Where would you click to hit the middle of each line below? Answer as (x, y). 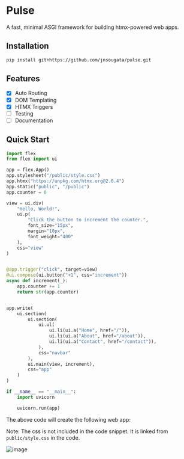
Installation (28, 46)
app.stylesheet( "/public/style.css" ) (53, 176)
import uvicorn (36, 397)
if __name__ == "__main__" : (41, 392)
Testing (24, 113)
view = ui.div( (25, 203)
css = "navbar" (54, 353)
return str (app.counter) (48, 292)
